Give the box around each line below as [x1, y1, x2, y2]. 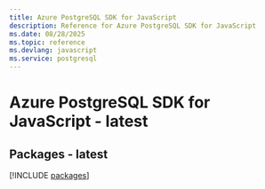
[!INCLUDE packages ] [9, 170, 90, 180]
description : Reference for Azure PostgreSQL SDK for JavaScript [9, 21, 256, 30]
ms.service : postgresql [9, 54, 98, 63]
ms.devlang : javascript [9, 46, 98, 55]
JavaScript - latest [9, 112, 149, 131]
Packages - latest [9, 146, 108, 161]
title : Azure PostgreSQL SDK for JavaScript [9, 12, 177, 22]
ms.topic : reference [9, 37, 86, 47]
